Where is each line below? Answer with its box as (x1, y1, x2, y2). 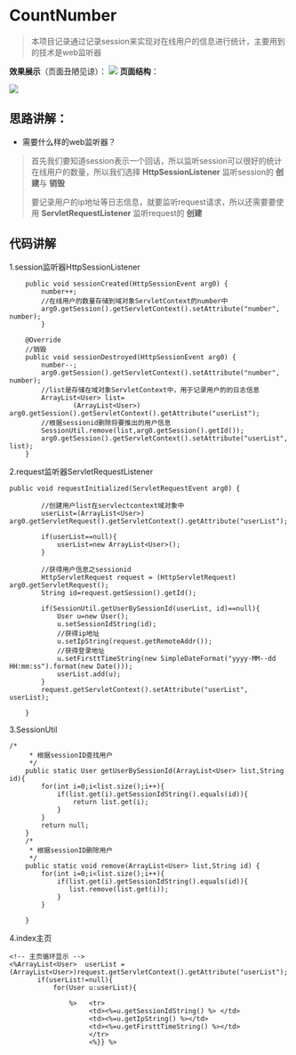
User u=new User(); (56, 611, 129, 621)
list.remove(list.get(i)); (68, 884, 169, 894)
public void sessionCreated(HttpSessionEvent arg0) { (25, 279, 228, 288)
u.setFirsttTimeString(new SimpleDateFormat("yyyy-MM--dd (56, 654, 276, 663)
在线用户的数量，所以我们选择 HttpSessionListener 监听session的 (30, 166, 274, 177)
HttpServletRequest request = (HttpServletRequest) (41, 573, 237, 582)
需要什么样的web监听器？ (21, 136, 116, 147)
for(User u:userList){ (52, 983, 138, 992)
